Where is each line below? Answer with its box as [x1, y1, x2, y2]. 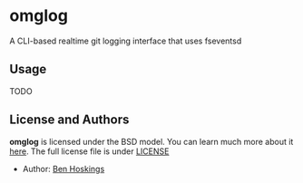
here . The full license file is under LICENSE [9, 146, 170, 157]
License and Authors [9, 112, 130, 128]
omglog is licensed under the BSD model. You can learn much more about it [9, 136, 294, 147]
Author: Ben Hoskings [22, 163, 105, 174]
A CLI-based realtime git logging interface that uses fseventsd [9, 35, 242, 46]
